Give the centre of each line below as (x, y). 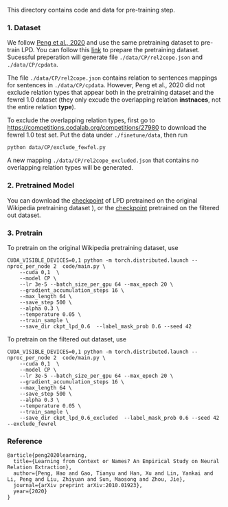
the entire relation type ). (42, 107)
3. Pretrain (25, 233)
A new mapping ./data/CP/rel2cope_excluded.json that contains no (103, 160)
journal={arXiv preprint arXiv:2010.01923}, (78, 486)
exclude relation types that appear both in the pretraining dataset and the (111, 93)
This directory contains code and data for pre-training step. (91, 10)
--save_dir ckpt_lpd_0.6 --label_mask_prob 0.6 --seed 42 (106, 326)
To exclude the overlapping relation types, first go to (81, 120)
